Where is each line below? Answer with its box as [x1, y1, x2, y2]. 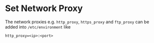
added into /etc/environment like [5, 24, 71, 29]
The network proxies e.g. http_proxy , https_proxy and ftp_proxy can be [5, 19, 150, 25]
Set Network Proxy [5, 3, 83, 14]
